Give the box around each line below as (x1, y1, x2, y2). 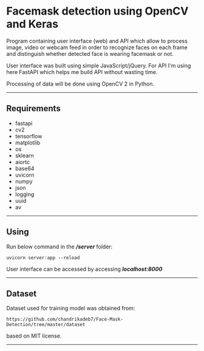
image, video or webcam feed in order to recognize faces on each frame (6, 44, 188, 51)
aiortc (15, 158, 30, 165)
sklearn (15, 152, 35, 159)
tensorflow (15, 132, 42, 140)
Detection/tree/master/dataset (6, 322, 86, 328)
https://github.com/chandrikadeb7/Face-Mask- (6, 316, 123, 322)
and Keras (6, 17, 59, 31)
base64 (15, 165, 35, 172)
